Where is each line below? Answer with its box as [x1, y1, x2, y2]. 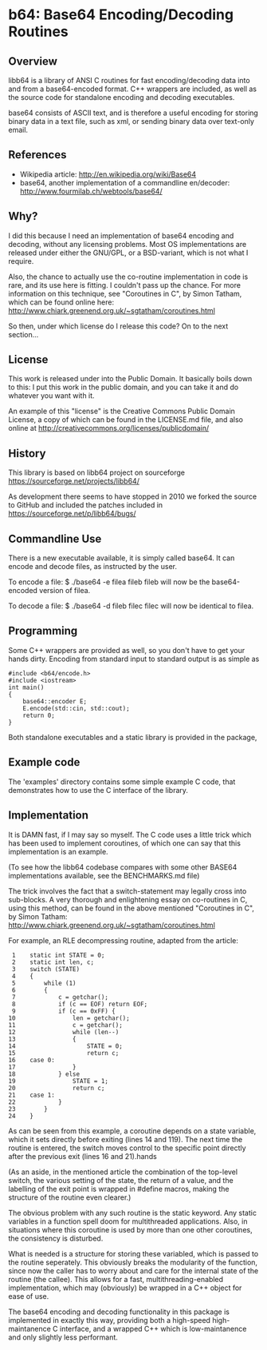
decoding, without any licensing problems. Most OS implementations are [8, 239, 247, 249]
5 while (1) [11, 979, 77, 987]
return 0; [22, 711, 56, 719]
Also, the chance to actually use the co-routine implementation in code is [8, 272, 249, 281]
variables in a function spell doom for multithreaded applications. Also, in [8, 1217, 248, 1226]
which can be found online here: [8, 297, 114, 307]
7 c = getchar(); [11, 993, 109, 1001]
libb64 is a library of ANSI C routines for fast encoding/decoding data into [8, 76, 250, 85]
